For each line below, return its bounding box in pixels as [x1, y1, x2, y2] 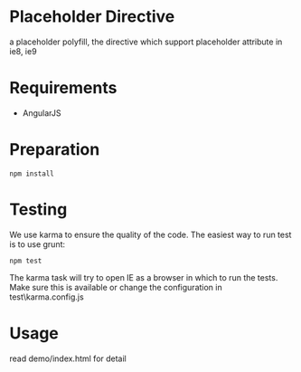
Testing [9, 199, 68, 219]
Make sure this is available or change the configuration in [9, 281, 223, 292]
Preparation [9, 139, 100, 160]
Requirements [9, 78, 118, 99]
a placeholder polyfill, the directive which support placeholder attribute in [9, 36, 283, 47]
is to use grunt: [9, 238, 66, 250]
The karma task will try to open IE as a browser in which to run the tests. [9, 272, 278, 282]
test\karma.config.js [9, 291, 84, 302]
